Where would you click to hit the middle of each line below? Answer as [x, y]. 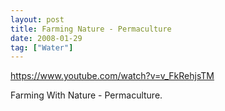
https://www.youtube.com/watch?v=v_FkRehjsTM [112, 76]
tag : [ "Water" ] [42, 47]
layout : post [37, 19]
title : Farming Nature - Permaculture [91, 29]
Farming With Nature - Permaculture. [86, 95]
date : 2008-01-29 [46, 38]
